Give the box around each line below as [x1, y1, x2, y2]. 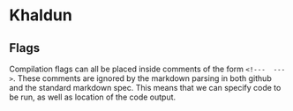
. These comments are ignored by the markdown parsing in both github [12, 73, 272, 84]
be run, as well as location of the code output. [9, 92, 177, 102]
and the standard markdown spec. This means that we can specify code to [9, 83, 282, 92]
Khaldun [9, 5, 72, 26]
